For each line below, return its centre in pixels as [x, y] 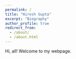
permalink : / [18, 10]
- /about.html [24, 37]
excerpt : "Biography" [27, 19]
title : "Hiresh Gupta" [28, 14]
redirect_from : [21, 28]
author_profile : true [27, 23]
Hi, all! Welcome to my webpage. [38, 51]
